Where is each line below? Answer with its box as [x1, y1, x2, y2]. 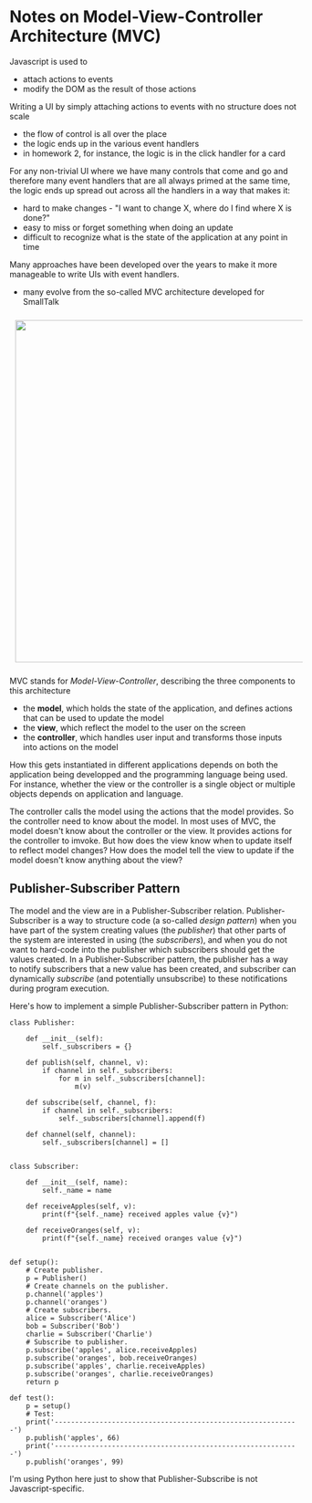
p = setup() [26, 1401, 71, 1411]
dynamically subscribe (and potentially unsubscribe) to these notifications [9, 973, 288, 984]
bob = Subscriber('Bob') [26, 1321, 120, 1331]
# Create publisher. [26, 1266, 104, 1275]
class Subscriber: [9, 1162, 79, 1171]
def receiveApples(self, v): [26, 1202, 137, 1211]
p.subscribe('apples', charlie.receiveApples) [26, 1362, 206, 1371]
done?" [22, 212, 50, 223]
